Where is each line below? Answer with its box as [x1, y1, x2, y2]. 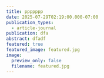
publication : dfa [6, 30, 49, 36]
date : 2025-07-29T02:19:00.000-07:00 [6, 14, 99, 20]
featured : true [6, 42, 43, 48]
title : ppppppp [6, 8, 43, 15]
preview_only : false [11, 57, 62, 63]
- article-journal [11, 25, 57, 31]
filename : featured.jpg [11, 63, 69, 69]
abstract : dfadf [6, 36, 46, 42]
